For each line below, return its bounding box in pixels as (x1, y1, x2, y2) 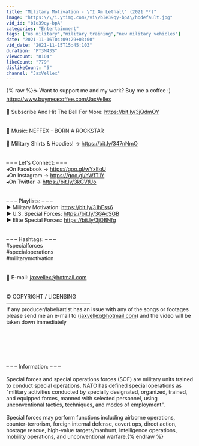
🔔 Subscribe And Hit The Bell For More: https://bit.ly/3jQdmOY (6, 109, 160, 116)
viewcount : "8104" (6, 53, 52, 59)
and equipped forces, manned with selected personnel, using (6, 395, 158, 402)
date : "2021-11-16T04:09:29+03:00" (6, 37, 95, 43)
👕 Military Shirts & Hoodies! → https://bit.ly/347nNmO (6, 140, 138, 147)
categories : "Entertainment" (6, 25, 79, 32)
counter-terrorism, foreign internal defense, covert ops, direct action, (6, 420, 177, 427)
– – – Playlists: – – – (6, 197, 53, 204)
